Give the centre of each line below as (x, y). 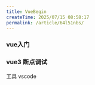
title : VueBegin (26, 12)
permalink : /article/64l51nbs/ (45, 23)
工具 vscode (22, 76)
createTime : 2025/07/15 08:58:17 (48, 17)
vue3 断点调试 (27, 62)
